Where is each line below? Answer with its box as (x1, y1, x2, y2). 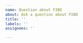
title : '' (5, 16, 26, 21)
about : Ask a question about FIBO (5, 12, 78, 17)
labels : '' (5, 21, 28, 26)
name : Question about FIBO (5, 7, 62, 12)
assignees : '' (5, 26, 35, 31)
